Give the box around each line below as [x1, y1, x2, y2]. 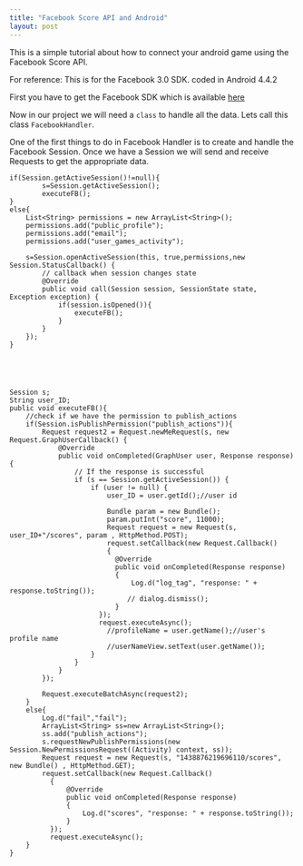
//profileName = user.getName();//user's [106, 625, 266, 635]
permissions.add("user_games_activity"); [25, 237, 184, 246]
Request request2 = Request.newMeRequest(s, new [42, 428, 230, 437]
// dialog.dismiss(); [126, 594, 209, 604]
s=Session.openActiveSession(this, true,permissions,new [25, 252, 246, 261]
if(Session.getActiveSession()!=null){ [9, 173, 161, 182]
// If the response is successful [73, 467, 205, 477]
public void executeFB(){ [9, 403, 107, 413]
